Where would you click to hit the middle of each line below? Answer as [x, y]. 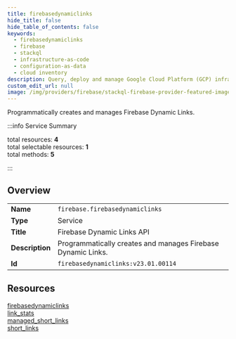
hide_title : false [34, 20]
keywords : [22, 33]
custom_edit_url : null [40, 86]
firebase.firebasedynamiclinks [110, 209]
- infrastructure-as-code [52, 60]
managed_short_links [38, 320]
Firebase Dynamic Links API [103, 231]
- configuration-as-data [50, 66]
